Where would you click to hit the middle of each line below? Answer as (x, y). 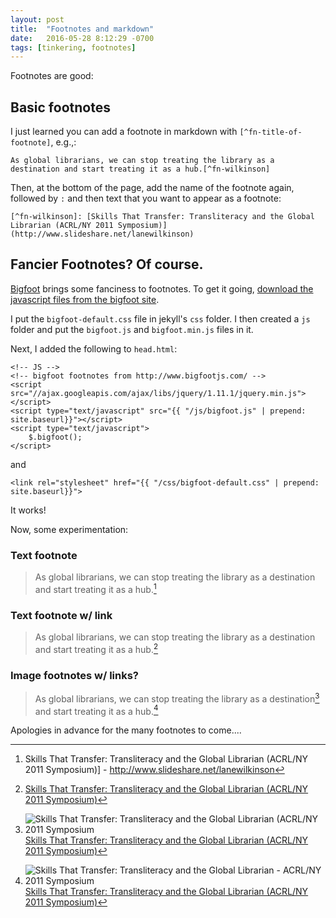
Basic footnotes (60, 107)
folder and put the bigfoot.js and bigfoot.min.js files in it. (132, 329)
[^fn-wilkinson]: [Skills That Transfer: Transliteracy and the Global (162, 217)
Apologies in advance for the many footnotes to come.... (126, 730)
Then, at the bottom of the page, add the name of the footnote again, (152, 188)
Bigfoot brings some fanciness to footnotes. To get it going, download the (162, 288)
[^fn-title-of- (271, 132)
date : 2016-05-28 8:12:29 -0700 (82, 38)
